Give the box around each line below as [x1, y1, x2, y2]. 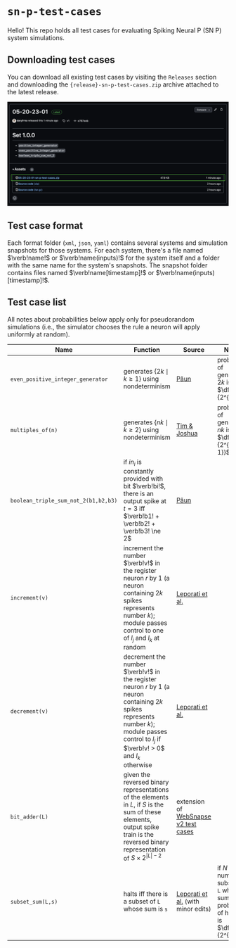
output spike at [123, 496, 166, 505]
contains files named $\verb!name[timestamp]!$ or [7, 268, 155, 277]
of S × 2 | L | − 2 [123, 852, 162, 862]
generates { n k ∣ [123, 418, 169, 426]
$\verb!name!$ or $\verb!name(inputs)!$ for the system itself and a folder [7, 253, 220, 262]
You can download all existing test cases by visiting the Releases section [7, 72, 217, 81]
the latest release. [7, 87, 60, 96]
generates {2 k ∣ [123, 367, 169, 375]
